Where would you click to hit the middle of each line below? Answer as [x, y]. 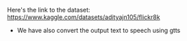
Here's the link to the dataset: [49, 10]
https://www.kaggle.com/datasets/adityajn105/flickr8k [84, 17]
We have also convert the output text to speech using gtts [99, 30]
